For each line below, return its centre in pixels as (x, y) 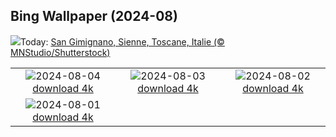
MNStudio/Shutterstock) (60, 52)
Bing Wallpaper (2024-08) (94, 16)
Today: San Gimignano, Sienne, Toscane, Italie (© (122, 41)
